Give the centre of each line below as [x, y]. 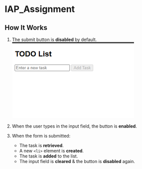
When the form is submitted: [41, 136]
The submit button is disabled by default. [54, 39]
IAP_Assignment [40, 9]
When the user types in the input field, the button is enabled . [74, 126]
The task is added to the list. [49, 156]
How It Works [26, 28]
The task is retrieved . [42, 145]
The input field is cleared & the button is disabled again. [77, 161]
